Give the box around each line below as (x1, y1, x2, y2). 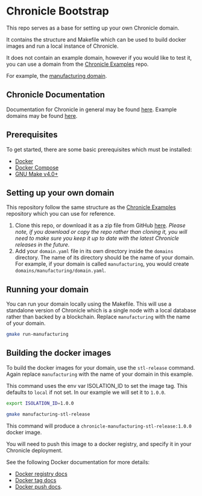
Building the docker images (6, 348, 112, 358)
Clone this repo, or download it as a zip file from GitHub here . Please (14, 222, 186, 229)
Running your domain (6, 284, 89, 294)
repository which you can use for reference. (6, 210, 116, 217)
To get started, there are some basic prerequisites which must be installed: (6, 146, 192, 153)
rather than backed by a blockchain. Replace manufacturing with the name (6, 313, 191, 321)
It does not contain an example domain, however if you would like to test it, (6, 54, 192, 61)
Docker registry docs (14, 470, 68, 477)
